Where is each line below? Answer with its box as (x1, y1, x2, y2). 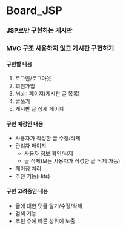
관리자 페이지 (15, 142, 47, 149)
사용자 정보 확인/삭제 (24, 149, 74, 157)
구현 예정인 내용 (6, 120, 44, 127)
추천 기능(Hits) (15, 172, 50, 180)
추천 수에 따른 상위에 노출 (15, 217, 76, 225)
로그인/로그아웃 (15, 75, 52, 82)
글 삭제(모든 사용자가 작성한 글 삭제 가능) (24, 157, 121, 165)
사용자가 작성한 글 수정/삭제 (15, 134, 81, 142)
